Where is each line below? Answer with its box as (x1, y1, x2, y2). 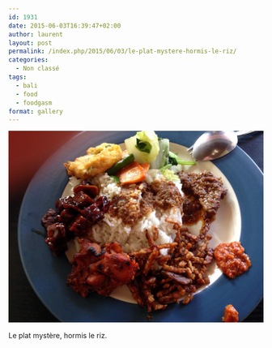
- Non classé (15, 65, 60, 73)
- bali (15, 81, 38, 89)
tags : (8, 73, 27, 81)
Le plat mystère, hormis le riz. (8, 331, 108, 341)
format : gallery (8, 107, 63, 115)
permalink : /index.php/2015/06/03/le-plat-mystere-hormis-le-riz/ (8, 47, 237, 56)
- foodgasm (15, 98, 53, 107)
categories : (8, 56, 49, 64)
